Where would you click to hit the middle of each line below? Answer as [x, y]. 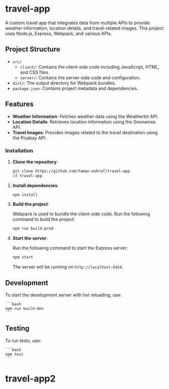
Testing [17, 328]
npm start [23, 257]
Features [19, 104]
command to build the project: [44, 219]
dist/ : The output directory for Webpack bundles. [64, 83]
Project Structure [33, 49]
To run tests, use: [23, 341]
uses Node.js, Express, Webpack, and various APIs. [59, 33]
